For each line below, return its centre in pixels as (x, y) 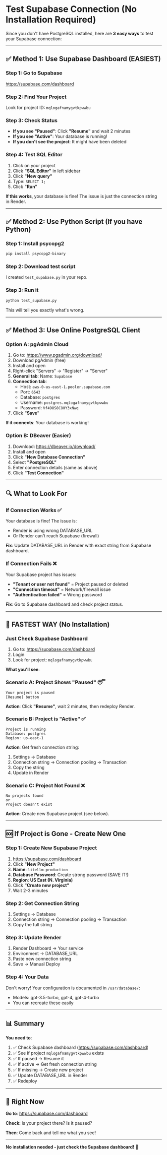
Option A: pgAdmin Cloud (37, 344)
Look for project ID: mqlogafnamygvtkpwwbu (48, 107)
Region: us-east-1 (25, 738)
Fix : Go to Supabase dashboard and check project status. (64, 604)
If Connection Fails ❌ (31, 564)
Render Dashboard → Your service (48, 948)
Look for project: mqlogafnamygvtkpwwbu (53, 660)
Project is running (26, 729)
